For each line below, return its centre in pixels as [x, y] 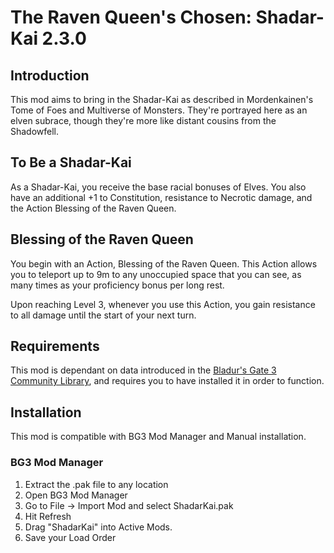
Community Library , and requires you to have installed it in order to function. [167, 381]
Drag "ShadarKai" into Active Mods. [98, 527]
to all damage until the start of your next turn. [103, 315]
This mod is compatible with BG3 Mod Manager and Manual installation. [158, 437]
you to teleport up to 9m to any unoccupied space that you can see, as [156, 274]
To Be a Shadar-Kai [71, 162]
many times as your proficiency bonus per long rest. [117, 285]
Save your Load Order [70, 537]
